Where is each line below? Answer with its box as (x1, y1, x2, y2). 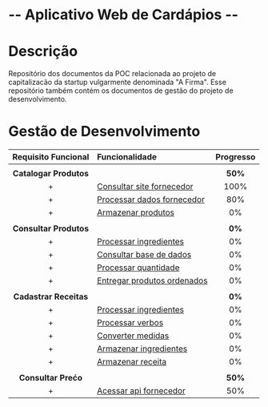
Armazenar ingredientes (97, 343, 188, 354)
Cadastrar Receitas (13, 291, 89, 302)
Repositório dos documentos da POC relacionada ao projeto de (8, 69, 217, 79)
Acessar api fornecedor (97, 385, 186, 397)
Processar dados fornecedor (97, 194, 206, 205)
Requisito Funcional (12, 151, 90, 163)
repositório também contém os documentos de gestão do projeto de (8, 86, 234, 95)
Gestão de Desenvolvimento (8, 123, 201, 141)
